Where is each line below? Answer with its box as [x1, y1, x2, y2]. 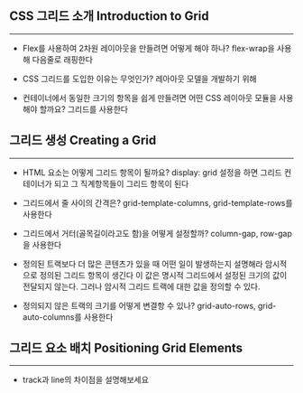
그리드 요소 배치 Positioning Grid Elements [9, 341, 243, 356]
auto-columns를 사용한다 [22, 311, 114, 323]
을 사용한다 [22, 239, 62, 250]
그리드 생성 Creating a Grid [9, 133, 157, 148]
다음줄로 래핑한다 [32, 53, 93, 65]
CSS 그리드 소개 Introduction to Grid [9, 8, 209, 24]
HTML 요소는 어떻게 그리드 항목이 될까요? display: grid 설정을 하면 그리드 [22, 166, 282, 178]
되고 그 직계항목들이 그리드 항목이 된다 [53, 178, 189, 189]
